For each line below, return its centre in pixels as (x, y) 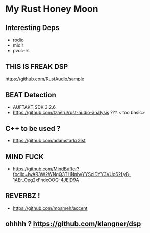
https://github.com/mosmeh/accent (50, 208)
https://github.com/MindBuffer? (46, 169)
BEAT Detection (31, 95)
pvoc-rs (21, 51)
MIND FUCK (24, 156)
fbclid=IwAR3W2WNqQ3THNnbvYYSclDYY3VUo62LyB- (72, 174)
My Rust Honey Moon (52, 9)
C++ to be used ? (33, 128)
